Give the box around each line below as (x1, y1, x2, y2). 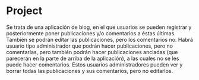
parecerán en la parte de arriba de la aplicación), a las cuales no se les (6, 55, 179, 62)
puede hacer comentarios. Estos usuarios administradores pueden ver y (6, 61, 183, 68)
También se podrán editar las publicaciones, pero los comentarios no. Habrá (6, 36, 193, 43)
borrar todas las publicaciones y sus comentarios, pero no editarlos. (6, 67, 173, 74)
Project (6, 4, 43, 18)
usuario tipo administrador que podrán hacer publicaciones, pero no (6, 42, 173, 49)
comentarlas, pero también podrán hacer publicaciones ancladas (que (6, 48, 178, 55)
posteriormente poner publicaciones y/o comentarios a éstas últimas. (6, 29, 176, 36)
